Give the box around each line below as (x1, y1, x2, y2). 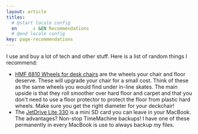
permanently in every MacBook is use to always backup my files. (14, 121, 175, 128)
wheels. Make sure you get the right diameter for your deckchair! (14, 102, 175, 109)
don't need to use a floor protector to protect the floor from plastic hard (14, 96, 191, 103)
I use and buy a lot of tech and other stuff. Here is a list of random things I (6, 53, 187, 60)
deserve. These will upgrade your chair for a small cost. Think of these (14, 77, 189, 84)
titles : (6, 14, 26, 20)
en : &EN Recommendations (11, 25, 89, 32)
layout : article (6, 8, 47, 15)
